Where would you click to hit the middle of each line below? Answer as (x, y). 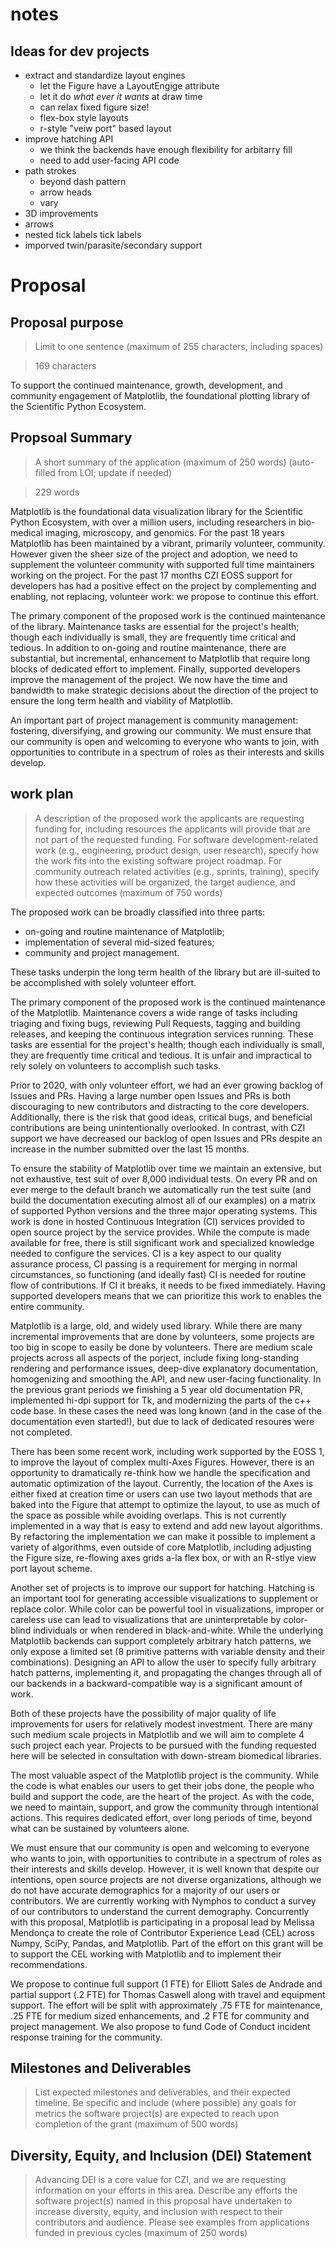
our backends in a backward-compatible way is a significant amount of (156, 1683)
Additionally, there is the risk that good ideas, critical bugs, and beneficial (161, 1117)
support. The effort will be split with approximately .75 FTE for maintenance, (166, 2005)
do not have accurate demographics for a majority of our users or (145, 1890)
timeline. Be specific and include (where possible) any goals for (165, 2103)
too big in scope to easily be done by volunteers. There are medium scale (161, 1347)
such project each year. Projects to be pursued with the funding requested (163, 1745)
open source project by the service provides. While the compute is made (160, 1232)
